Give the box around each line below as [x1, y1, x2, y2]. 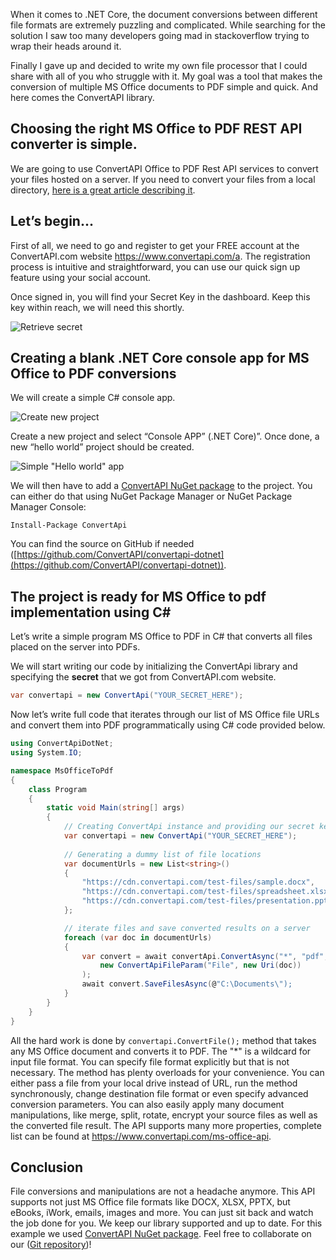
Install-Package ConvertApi [10, 520, 128, 531]
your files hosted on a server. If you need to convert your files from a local [10, 173, 316, 185]
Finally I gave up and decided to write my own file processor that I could [10, 60, 308, 71]
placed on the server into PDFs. [10, 641, 141, 653]
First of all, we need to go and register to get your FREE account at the [10, 239, 300, 251]
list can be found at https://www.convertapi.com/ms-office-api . [10, 1130, 272, 1142]
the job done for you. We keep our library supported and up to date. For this [10, 1217, 323, 1229]
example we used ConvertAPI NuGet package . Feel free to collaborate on [10, 1228, 312, 1240]
